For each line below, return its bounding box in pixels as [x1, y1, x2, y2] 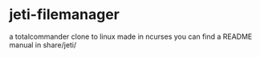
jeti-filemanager [9, 6, 120, 24]
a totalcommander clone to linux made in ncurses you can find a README [9, 32, 253, 41]
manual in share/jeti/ [9, 40, 77, 49]
